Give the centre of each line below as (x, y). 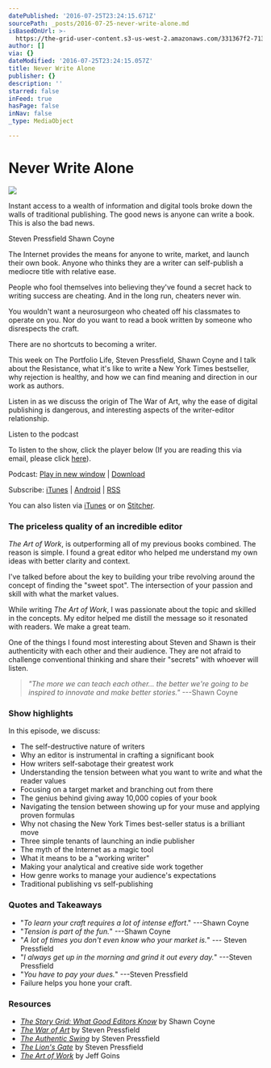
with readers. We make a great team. (69, 627)
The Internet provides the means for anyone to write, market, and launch (129, 254)
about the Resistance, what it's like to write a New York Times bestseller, (129, 368)
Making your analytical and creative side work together (112, 867)
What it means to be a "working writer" (85, 859)
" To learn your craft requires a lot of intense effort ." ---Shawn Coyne (134, 922)
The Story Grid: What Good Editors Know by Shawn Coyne (117, 1021)
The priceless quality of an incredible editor (96, 526)
